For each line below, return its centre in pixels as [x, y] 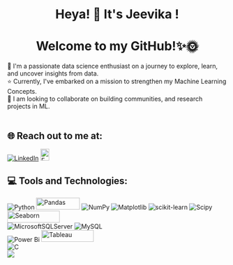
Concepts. [22, 92]
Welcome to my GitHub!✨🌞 [117, 46]
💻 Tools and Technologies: [67, 181]
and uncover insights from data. [53, 73]
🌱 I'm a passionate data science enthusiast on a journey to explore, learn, [113, 66]
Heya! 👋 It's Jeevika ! [117, 14]
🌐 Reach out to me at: [55, 136]
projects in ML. [29, 106]
